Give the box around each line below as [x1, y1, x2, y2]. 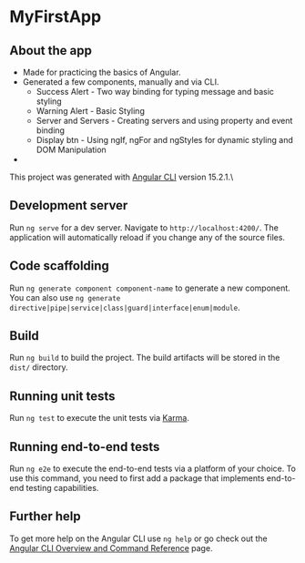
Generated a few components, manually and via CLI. [22, 77, 219, 87]
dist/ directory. [9, 362, 68, 373]
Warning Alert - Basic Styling [36, 106, 146, 116]
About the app [9, 43, 93, 58]
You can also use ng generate [9, 292, 121, 302]
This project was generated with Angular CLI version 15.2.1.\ [9, 171, 234, 182]
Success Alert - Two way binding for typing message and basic [36, 87, 275, 97]
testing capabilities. [25, 483, 99, 494]
